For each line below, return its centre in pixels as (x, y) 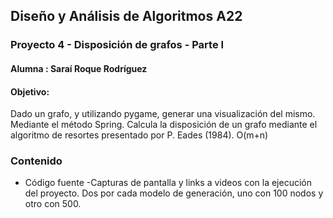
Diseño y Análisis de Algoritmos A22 (126, 16)
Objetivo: (30, 91)
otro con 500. (53, 204)
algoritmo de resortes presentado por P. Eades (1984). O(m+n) (139, 135)
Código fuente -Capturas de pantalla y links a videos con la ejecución (168, 183)
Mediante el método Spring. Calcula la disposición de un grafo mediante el (164, 125)
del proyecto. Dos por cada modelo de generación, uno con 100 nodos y (174, 193)
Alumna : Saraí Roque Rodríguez (79, 68)
